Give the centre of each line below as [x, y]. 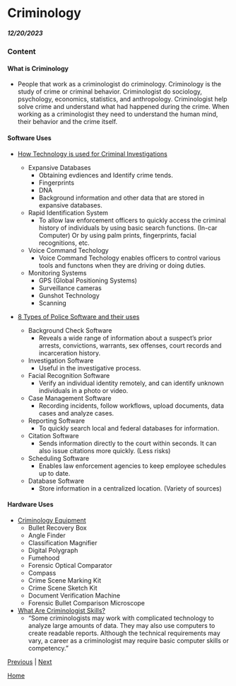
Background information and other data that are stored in [122, 198]
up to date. [54, 473]
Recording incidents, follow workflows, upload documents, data [131, 406]
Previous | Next [30, 662]
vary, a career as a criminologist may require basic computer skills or [129, 640]
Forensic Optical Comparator [70, 565]
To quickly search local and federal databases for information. [129, 428]
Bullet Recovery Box [57, 527]
